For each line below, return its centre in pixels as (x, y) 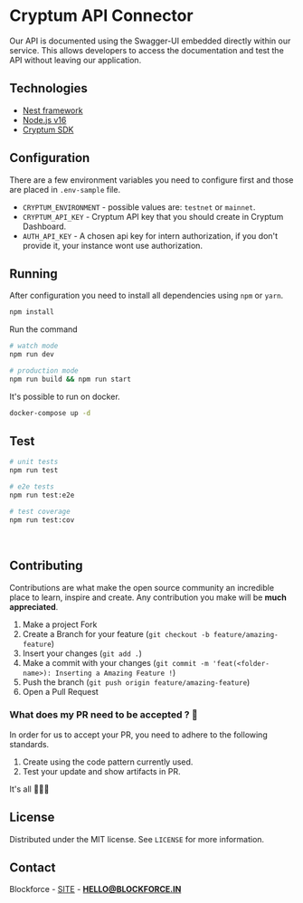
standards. (29, 744)
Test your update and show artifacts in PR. (101, 771)
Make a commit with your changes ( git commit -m (116, 662)
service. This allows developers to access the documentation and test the (147, 50)
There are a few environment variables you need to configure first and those (151, 180)
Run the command (44, 329)
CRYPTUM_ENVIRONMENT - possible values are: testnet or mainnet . (139, 207)
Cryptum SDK (48, 129)
